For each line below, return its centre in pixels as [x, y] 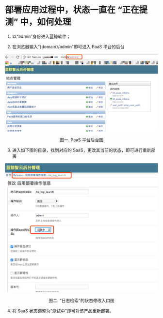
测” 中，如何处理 [38, 22]
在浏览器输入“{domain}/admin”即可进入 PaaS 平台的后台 [68, 46]
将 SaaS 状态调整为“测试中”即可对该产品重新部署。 [63, 311]
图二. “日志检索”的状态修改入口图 [81, 300]
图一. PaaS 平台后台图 [81, 140]
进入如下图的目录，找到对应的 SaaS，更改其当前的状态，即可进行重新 [81, 150]
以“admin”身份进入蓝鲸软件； [41, 36]
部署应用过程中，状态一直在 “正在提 [76, 10]
